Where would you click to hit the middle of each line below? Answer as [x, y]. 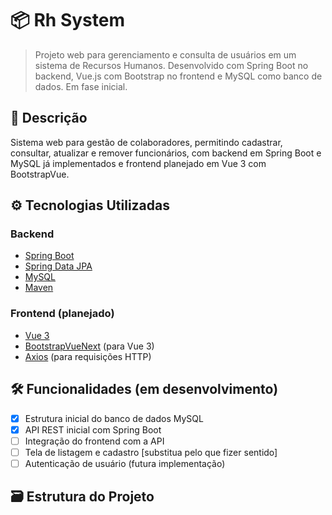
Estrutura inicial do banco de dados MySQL [114, 418]
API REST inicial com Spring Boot [93, 429]
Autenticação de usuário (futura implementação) [125, 463]
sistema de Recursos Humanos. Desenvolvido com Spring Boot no [171, 65]
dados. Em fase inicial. [81, 86]
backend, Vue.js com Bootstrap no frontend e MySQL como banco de [178, 76]
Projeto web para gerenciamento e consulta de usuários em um [165, 54]
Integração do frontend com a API [94, 441]
